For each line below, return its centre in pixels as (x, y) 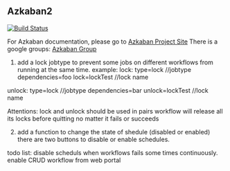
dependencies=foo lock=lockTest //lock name (83, 77)
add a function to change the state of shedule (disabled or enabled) (114, 132)
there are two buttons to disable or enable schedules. (93, 139)
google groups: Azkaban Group (52, 48)
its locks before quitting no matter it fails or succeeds (83, 118)
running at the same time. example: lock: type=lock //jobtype (104, 69)
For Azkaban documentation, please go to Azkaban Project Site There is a (113, 42)
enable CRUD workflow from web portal (64, 160)
